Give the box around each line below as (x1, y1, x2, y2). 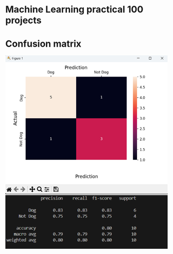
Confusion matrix (5, 38, 81, 50)
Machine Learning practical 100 (5, 4, 144, 15)
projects (5, 14, 42, 26)
